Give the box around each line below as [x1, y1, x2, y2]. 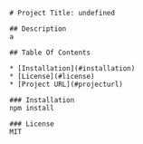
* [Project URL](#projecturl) [9, 80, 124, 89]
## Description [9, 24, 67, 34]
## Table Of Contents [9, 48, 91, 57]
